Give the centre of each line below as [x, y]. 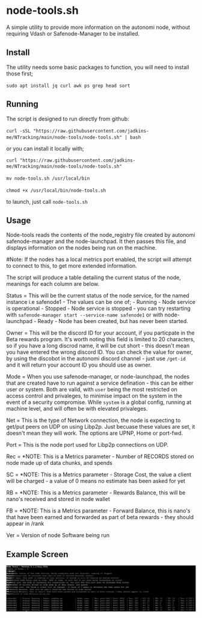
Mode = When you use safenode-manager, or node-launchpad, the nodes [98, 377]
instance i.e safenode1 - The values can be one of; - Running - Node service [101, 302]
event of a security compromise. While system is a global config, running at [99, 402]
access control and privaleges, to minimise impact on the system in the [94, 396]
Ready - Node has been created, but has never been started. [113, 321]
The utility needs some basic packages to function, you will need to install [98, 67]
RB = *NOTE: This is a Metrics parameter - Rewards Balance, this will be [96, 493]
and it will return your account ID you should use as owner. [79, 365]
